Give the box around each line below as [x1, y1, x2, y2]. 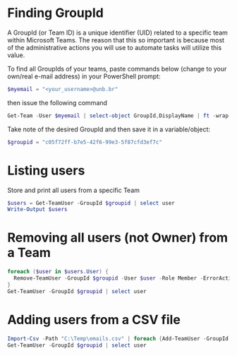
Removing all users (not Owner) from [7, 230, 228, 246]
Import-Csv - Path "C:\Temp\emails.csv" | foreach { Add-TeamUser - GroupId [7, 335, 229, 342]
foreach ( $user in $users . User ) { [7, 268, 109, 275]
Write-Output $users [7, 206, 68, 213]
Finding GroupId [7, 5, 104, 21]
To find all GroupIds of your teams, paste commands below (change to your [7, 64, 227, 73]
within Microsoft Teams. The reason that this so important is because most [7, 35, 224, 44]
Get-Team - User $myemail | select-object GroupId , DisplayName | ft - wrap [7, 112, 229, 119]
